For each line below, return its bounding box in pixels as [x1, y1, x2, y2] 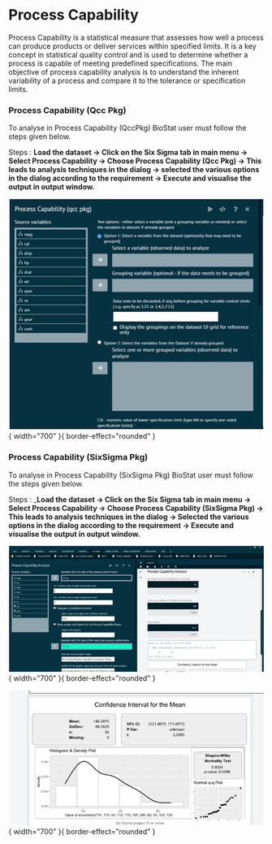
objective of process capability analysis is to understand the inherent [8, 67, 240, 76]
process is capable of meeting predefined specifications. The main [8, 58, 233, 68]
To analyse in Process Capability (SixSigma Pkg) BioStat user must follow [8, 470, 254, 480]
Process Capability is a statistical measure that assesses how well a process [8, 32, 264, 42]
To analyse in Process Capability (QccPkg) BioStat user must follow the [8, 123, 247, 133]
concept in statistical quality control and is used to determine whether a [8, 50, 248, 59]
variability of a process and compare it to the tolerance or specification [8, 76, 246, 85]
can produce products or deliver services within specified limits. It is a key [8, 41, 257, 50]
